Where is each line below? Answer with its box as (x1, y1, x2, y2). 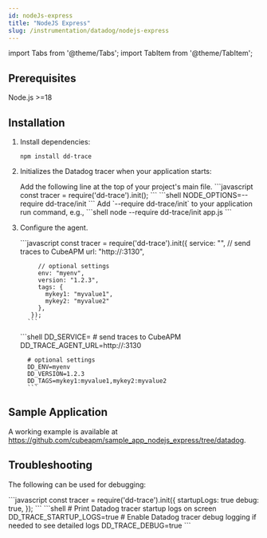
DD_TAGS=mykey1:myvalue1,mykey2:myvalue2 (27, 377, 167, 385)
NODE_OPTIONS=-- (183, 191, 249, 200)
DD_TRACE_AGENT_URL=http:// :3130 (19, 341, 142, 350)
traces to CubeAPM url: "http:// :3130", (19, 247, 145, 256)
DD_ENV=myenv (27, 363, 71, 371)
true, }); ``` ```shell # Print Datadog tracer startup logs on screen (8, 504, 217, 513)
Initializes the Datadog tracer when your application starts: (19, 167, 213, 176)
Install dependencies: (19, 137, 91, 146)
